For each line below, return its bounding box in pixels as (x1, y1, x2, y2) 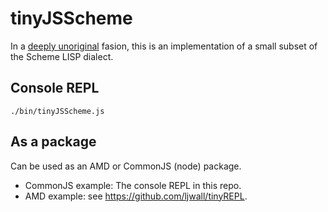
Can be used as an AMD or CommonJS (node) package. (10, 160, 242, 172)
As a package (10, 133, 97, 151)
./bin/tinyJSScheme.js (10, 106, 105, 116)
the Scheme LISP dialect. (10, 50, 114, 62)
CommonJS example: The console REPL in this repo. (24, 179, 242, 191)
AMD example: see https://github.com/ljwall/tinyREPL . (24, 190, 248, 202)
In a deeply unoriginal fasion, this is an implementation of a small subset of (10, 40, 318, 52)
